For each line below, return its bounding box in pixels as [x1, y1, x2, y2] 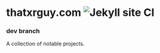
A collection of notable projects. [6, 40, 85, 47]
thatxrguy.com [6, 6, 82, 19]
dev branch [6, 27, 40, 35]
